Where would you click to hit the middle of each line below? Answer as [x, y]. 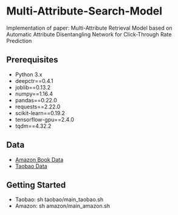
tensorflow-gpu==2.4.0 [45, 119]
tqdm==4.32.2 [33, 126]
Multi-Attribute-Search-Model [84, 11]
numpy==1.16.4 [34, 94]
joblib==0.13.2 [33, 87]
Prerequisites [32, 60]
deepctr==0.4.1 [34, 81]
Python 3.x [29, 74]
